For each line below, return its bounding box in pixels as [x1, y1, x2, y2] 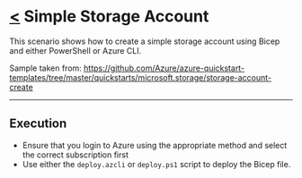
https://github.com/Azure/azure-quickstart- [84, 63, 245, 73]
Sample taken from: [9, 63, 83, 73]
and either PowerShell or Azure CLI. [9, 45, 142, 55]
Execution [9, 116, 67, 131]
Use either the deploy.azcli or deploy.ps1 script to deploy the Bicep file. [22, 158, 291, 169]
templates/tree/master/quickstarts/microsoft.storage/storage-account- [9, 72, 272, 82]
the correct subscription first [22, 149, 129, 160]
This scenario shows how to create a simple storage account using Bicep [9, 36, 280, 47]
